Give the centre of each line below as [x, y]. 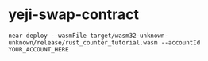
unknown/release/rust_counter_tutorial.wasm [83, 42]
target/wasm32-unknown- [129, 36]
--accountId [181, 42]
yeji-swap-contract [74, 15]
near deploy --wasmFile [48, 36]
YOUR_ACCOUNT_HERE [39, 49]
